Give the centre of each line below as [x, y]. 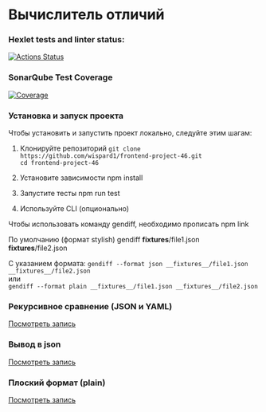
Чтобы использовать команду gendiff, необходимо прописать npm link [129, 224]
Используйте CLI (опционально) [74, 209]
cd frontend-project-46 [59, 163]
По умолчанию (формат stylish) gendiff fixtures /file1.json [104, 240]
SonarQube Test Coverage [61, 77]
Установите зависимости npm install [81, 178]
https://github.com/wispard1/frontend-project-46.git [111, 156]
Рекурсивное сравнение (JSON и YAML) [90, 306]
